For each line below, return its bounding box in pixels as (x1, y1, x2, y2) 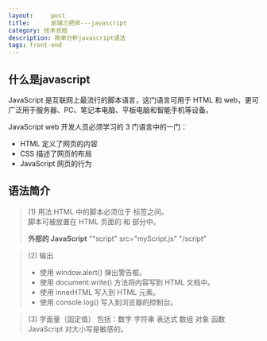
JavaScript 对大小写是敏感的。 (27, 324, 128, 334)
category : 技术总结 (8, 26, 68, 34)
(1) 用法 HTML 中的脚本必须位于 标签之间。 (27, 207, 168, 216)
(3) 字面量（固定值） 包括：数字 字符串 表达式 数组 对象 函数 (27, 314, 226, 324)
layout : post (8, 11, 66, 20)
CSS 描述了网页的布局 (19, 149, 92, 158)
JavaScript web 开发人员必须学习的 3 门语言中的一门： (8, 122, 188, 131)
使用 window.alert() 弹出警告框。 (39, 267, 147, 277)
